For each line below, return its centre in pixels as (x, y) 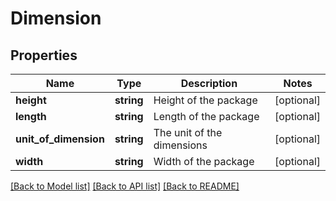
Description (209, 83)
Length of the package (206, 116)
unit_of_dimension (60, 139)
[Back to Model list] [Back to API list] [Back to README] (125, 186)
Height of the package (205, 100)
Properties (44, 55)
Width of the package (204, 161)
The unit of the (188, 132)
